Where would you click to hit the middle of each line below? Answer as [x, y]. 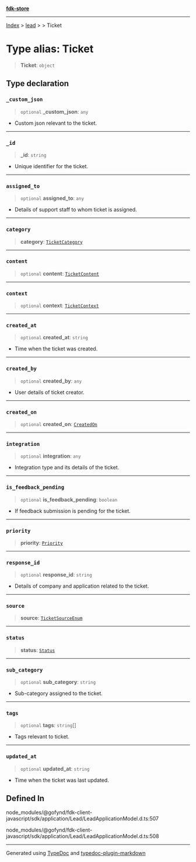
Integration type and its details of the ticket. [67, 468]
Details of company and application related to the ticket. [82, 586]
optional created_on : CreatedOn [59, 424]
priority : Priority [41, 543]
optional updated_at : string [55, 769]
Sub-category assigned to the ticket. [59, 693]
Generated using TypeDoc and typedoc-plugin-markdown [76, 853]
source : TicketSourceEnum [51, 618]
